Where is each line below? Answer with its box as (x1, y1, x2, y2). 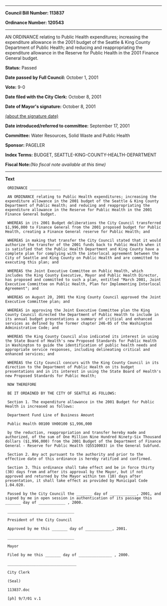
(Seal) (7, 579, 21, 584)
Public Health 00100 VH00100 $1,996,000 (7, 421, 92, 426)
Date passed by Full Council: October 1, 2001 (5, 74, 98, 80)
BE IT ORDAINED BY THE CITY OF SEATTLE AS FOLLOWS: (7, 391, 117, 396)
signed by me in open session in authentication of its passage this (5, 496, 153, 501)
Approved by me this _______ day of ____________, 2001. (7, 526, 128, 531)
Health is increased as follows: (5, 404, 75, 409)
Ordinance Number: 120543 (5, 19, 64, 25)
